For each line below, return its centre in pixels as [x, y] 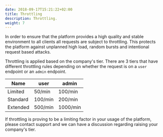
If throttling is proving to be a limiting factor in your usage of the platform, [78, 119]
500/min [44, 108]
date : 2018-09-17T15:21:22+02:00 [39, 9]
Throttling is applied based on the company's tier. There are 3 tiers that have [81, 61]
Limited [16, 92]
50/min [42, 92]
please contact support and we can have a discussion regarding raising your [81, 124]
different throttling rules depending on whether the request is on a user [76, 67]
